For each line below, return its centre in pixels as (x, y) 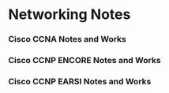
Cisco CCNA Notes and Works (67, 39)
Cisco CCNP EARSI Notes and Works (80, 81)
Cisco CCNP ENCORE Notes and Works (84, 61)
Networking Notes (69, 15)
